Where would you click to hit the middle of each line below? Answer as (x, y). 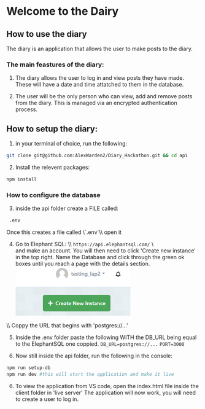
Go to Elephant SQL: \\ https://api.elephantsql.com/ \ (84, 244)
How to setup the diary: (52, 129)
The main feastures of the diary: (55, 64)
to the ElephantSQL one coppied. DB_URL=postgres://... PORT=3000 (100, 344)
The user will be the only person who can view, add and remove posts (104, 96)
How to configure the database (53, 195)
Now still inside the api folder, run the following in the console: (94, 356)
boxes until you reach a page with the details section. (83, 264)
